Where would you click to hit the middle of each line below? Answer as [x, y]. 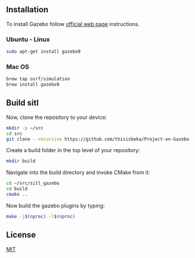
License [21, 235]
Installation [27, 10]
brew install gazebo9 [33, 85]
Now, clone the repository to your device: [57, 117]
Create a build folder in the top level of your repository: [73, 150]
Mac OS [18, 66]
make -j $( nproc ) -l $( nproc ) [41, 216]
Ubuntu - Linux [28, 39]
